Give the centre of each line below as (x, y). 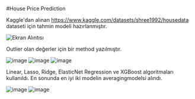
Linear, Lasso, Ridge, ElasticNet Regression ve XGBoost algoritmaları (90, 72)
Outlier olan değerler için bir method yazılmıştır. (64, 49)
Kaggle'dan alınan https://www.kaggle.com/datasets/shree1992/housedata (97, 20)
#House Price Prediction (36, 9)
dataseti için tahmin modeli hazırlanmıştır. (57, 26)
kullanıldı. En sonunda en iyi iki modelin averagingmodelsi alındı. (84, 78)
